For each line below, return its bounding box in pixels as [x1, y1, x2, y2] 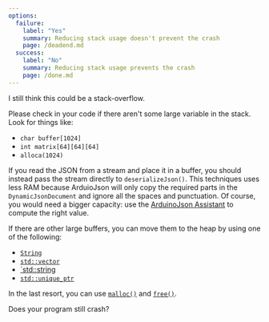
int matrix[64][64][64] [19, 143, 100, 151]
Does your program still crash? [8, 304, 110, 313]
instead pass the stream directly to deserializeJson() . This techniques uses [8, 174, 260, 183]
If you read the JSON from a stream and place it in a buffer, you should [8, 165, 242, 175]
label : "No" [22, 57, 62, 65]
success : [15, 49, 45, 57]
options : [8, 11, 38, 20]
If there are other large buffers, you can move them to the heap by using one [8, 223, 261, 233]
